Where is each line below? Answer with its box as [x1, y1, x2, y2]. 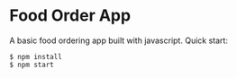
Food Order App [9, 5, 132, 26]
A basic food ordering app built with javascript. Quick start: [9, 35, 228, 46]
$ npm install [9, 52, 63, 61]
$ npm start [9, 60, 54, 69]
